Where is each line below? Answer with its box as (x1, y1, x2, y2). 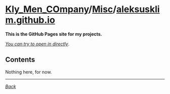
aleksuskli (116, 4, 160, 15)
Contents (5, 56, 35, 64)
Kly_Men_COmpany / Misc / (5, 4, 117, 15)
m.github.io (5, 14, 56, 26)
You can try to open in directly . (5, 40, 70, 46)
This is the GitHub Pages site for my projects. (5, 31, 102, 37)
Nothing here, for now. (5, 69, 52, 75)
